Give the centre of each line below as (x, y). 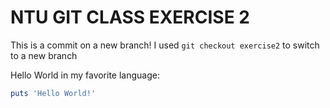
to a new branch (44, 55)
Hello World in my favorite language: (85, 75)
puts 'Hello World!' (53, 93)
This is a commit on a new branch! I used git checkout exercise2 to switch (165, 45)
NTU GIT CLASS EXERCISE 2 (130, 17)
